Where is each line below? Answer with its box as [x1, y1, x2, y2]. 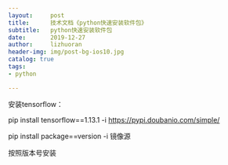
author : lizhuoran [8, 41, 82, 49]
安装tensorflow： [8, 99, 64, 108]
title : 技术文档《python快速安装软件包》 [8, 19, 147, 27]
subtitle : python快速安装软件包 [8, 26, 113, 34]
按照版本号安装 [8, 148, 56, 157]
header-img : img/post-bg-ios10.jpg [8, 48, 125, 56]
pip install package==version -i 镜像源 [8, 131, 131, 141]
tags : [8, 63, 26, 71]
